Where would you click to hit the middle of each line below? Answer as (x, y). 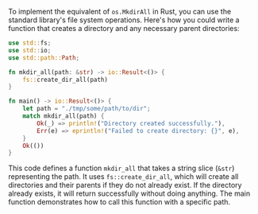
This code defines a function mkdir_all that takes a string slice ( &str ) (121, 168)
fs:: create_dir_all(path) (65, 80)
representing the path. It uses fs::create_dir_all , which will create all (123, 177)
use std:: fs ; (30, 43)
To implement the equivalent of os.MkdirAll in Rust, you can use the (120, 12)
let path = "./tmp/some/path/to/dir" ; (87, 109)
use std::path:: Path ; (44, 58)
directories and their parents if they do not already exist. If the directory (125, 185)
